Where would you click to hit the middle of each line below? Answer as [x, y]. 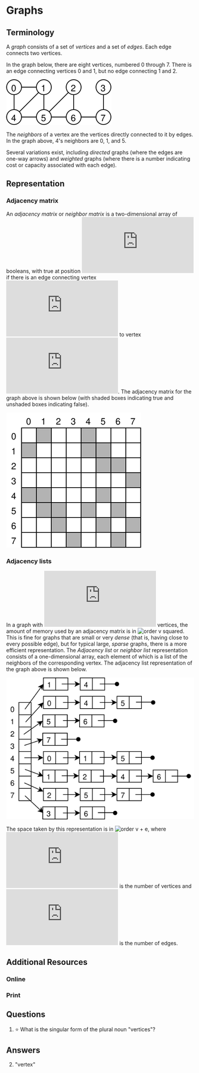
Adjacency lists [29, 561]
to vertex [130, 334]
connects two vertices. [34, 53]
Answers [23, 1050]
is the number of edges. [148, 943]
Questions [26, 1015]
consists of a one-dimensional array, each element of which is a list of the [97, 656]
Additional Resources [47, 962]
